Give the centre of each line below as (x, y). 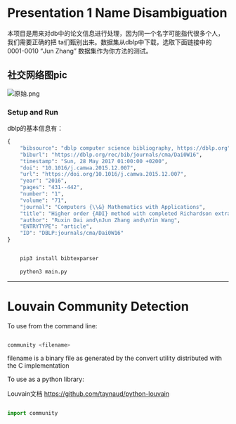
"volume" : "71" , (44, 200)
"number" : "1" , (42, 194)
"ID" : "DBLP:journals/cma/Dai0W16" (72, 233)
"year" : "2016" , (44, 181)
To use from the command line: (52, 326)
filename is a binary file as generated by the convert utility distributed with (115, 358)
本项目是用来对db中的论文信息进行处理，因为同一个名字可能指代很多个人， (116, 33)
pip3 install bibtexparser (59, 259)
